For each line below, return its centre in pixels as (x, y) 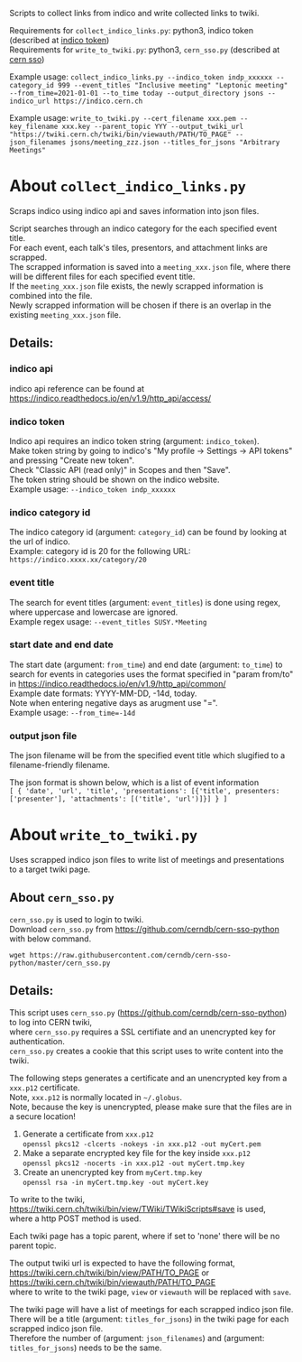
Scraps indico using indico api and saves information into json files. (134, 210)
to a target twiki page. (50, 869)
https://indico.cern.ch (98, 101)
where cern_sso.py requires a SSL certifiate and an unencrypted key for (143, 1032)
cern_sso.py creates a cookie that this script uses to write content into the (146, 1051)
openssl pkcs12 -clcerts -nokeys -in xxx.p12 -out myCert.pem (142, 1144)
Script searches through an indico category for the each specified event (143, 228)
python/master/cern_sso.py (60, 963)
